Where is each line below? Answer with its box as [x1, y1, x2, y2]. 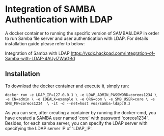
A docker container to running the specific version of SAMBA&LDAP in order [5, 30, 160, 36]
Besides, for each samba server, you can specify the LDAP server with [5, 120, 148, 126]
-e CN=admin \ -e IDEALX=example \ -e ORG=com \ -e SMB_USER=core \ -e [5, 97, 155, 102]
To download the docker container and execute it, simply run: [5, 83, 129, 89]
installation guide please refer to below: [5, 40, 85, 46]
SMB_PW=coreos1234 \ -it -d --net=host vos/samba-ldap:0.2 [5, 101, 131, 106]
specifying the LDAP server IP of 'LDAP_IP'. [5, 125, 93, 131]
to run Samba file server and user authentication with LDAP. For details [5, 35, 148, 41]
